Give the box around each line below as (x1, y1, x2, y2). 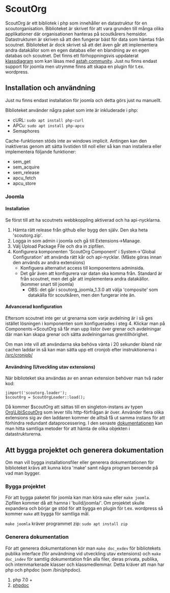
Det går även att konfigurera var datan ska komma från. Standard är (20, 270, 162, 276)
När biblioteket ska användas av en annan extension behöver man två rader (5, 375, 164, 381)
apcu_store (12, 180, 36, 186)
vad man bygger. (5, 470, 41, 477)
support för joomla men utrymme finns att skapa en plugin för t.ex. (5, 63, 145, 69)
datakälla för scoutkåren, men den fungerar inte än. (27, 292, 136, 298)
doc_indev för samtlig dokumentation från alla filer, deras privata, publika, (5, 556, 159, 562)
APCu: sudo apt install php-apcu (12, 122, 84, 128)
